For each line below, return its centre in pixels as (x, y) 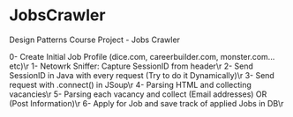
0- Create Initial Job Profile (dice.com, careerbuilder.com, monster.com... (142, 56)
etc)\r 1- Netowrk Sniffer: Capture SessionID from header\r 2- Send (131, 66)
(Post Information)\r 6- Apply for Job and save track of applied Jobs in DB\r (146, 103)
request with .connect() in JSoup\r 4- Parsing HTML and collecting (130, 84)
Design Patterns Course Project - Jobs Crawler (95, 40)
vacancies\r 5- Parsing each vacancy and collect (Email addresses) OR (138, 94)
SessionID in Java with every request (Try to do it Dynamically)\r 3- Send (142, 75)
